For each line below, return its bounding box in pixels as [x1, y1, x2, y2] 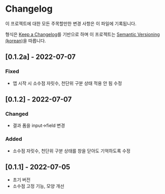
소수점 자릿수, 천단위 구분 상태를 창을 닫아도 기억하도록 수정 [12, 148, 131, 154]
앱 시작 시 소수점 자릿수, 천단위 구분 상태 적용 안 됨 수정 [12, 80, 122, 86]
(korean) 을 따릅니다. [5, 38, 46, 44]
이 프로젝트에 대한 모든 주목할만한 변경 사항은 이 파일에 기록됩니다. [5, 20, 137, 26]
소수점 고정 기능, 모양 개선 [12, 183, 64, 189]
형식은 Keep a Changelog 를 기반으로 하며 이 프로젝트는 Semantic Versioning [5, 31, 160, 37]
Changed [5, 110, 29, 117]
